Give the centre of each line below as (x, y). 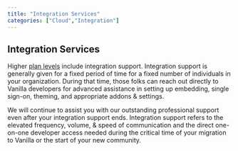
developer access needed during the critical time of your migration (128, 133)
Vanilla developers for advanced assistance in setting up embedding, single (118, 89)
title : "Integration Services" (54, 14)
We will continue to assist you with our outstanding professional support (113, 110)
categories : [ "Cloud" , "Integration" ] (63, 21)
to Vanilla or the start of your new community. (74, 140)
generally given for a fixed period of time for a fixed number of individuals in (119, 74)
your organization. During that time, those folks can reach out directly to (113, 82)
